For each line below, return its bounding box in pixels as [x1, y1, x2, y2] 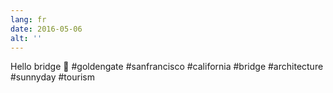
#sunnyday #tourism [10, 71, 95, 83]
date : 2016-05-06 [10, 24, 83, 34]
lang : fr [10, 14, 47, 25]
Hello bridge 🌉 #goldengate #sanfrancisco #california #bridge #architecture [10, 61, 324, 73]
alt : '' [10, 33, 43, 43]
